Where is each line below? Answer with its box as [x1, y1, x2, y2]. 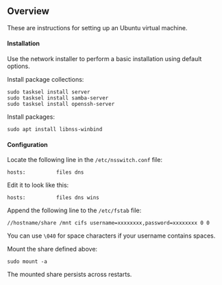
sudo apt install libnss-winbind [7, 126, 103, 133]
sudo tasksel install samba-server [7, 95, 109, 102]
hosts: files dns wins [7, 194, 99, 201]
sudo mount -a [7, 258, 48, 265]
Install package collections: [7, 76, 84, 84]
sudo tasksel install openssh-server [7, 101, 115, 108]
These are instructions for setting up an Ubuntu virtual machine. [7, 23, 188, 32]
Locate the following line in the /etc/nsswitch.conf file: [7, 156, 163, 164]
